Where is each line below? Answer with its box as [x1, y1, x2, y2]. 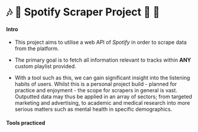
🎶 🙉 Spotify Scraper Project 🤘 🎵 [6, 5, 160, 19]
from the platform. [14, 45, 59, 52]
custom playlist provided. [14, 63, 77, 70]
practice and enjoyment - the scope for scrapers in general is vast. [14, 87, 177, 94]
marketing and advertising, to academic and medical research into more [14, 99, 190, 107]
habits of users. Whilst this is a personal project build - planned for [14, 81, 177, 88]
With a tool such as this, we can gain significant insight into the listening [14, 74, 190, 82]
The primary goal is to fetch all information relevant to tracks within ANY [14, 56, 191, 64]
